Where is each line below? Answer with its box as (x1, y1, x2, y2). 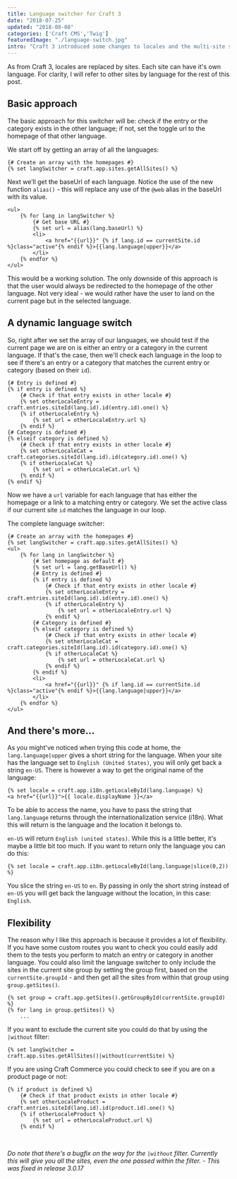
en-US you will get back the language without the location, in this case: (7, 889, 212, 897)
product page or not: (7, 1072, 68, 1081)
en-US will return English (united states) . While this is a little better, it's (7, 834, 217, 843)
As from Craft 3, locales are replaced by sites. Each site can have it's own (7, 63, 221, 71)
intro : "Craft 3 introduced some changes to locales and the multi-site (7, 43, 226, 50)
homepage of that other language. (7, 131, 107, 140)
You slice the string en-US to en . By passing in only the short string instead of (7, 881, 230, 890)
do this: (7, 850, 30, 858)
